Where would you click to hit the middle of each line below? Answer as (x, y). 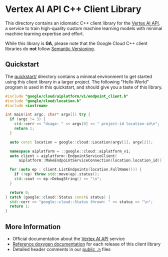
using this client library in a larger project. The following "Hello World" (77, 81)
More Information (33, 227)
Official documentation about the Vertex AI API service (68, 238)
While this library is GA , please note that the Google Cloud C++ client (76, 43)
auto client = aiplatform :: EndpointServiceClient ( (63, 156)
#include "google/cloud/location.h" (43, 101)
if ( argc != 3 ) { (28, 119)
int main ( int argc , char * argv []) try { (48, 114)
